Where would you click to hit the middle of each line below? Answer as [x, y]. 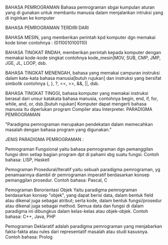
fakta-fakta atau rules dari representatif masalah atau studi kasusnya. [77, 231]
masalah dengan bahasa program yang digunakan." [58, 130]
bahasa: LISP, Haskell [27, 160]
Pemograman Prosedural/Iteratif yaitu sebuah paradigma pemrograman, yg [83, 169]
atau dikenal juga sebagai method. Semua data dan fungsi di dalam [74, 206]
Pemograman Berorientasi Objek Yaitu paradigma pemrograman [71, 190]
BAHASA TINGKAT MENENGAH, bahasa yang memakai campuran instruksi [82, 73]
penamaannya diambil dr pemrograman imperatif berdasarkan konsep [77, 175]
